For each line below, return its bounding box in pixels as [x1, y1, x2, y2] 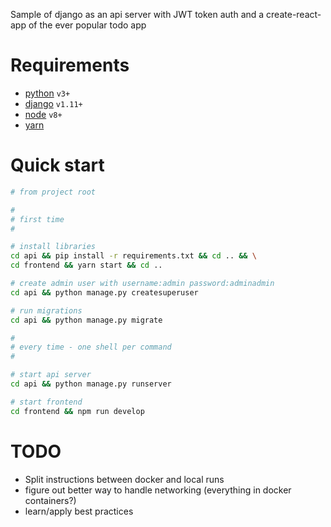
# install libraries [10, 242, 97, 252]
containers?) [24, 494, 77, 506]
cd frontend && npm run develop [10, 406, 145, 416]
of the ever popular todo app [28, 19, 147, 31]
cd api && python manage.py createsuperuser [10, 287, 199, 298]
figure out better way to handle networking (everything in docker [24, 484, 292, 496]
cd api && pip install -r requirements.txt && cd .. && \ [10, 251, 257, 261]
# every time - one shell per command [10, 342, 172, 353]
